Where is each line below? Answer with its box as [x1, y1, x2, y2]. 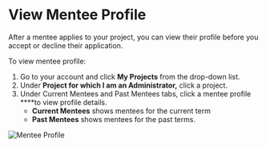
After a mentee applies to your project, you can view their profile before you [8, 32, 259, 42]
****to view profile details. [19, 97, 107, 107]
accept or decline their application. [8, 40, 123, 50]
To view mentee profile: [8, 56, 87, 66]
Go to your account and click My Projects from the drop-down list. [19, 71, 240, 81]
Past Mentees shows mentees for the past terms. [31, 114, 196, 124]
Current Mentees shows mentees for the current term [31, 106, 211, 116]
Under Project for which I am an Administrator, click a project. [19, 80, 228, 90]
